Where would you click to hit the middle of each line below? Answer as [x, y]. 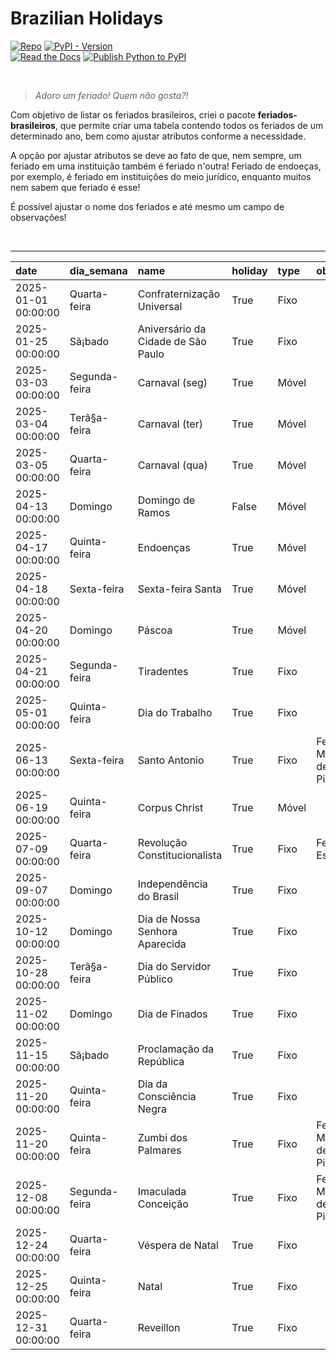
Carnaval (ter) [170, 424]
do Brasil [158, 896]
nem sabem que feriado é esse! [75, 187]
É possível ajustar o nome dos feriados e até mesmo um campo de [147, 206]
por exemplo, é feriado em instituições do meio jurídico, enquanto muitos [161, 176]
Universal [160, 306]
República [161, 1061]
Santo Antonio [171, 760]
